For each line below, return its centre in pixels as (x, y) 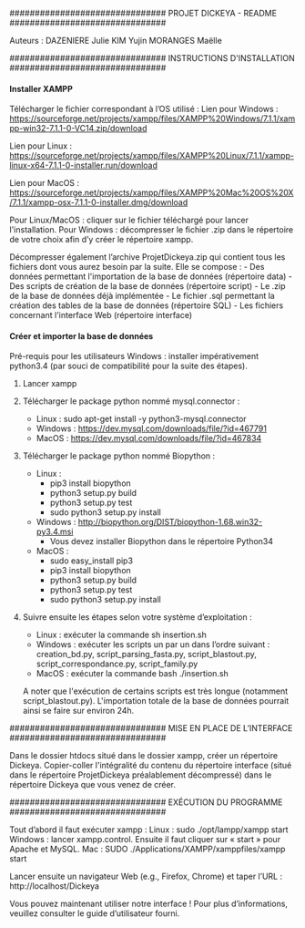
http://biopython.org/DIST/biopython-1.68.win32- (170, 522)
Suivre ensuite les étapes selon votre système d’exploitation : (137, 617)
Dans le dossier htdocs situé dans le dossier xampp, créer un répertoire (144, 756)
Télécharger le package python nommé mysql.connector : (131, 401)
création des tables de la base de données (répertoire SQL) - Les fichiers (147, 305)
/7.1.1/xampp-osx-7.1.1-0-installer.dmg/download (99, 202)
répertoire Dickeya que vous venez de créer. (92, 785)
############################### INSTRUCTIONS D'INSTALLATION (152, 58)
